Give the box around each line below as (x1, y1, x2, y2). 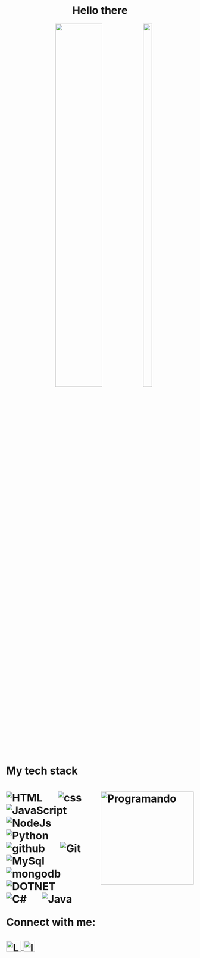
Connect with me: (6, 916, 96, 929)
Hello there (72, 4, 128, 17)
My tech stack (6, 764, 79, 777)
